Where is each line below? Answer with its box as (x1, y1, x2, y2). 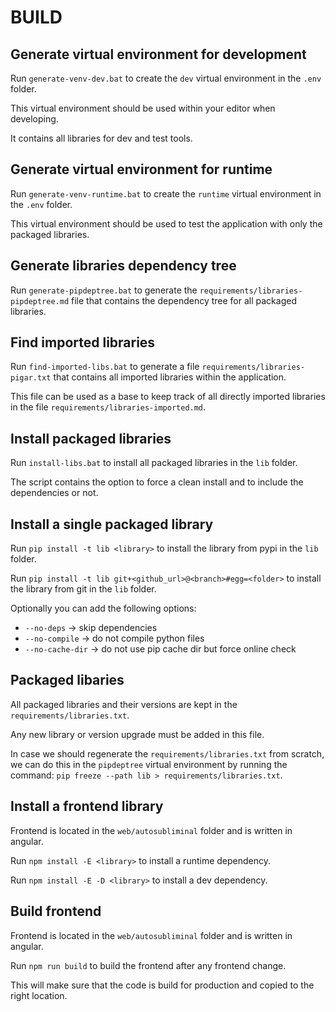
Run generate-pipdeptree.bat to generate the (10, 284, 198, 296)
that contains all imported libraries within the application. (53, 371, 287, 383)
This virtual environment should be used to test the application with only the (10, 217, 323, 230)
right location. (10, 989, 68, 1001)
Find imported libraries (10, 334, 156, 351)
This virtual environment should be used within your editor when (10, 102, 276, 114)
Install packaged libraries (10, 430, 172, 447)
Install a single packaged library (10, 516, 214, 533)
